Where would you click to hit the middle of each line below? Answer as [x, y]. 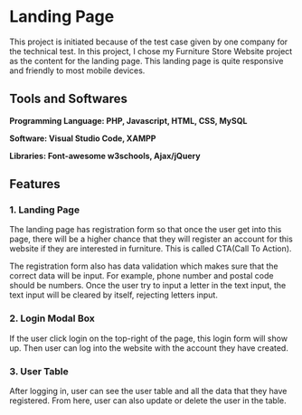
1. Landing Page [44, 210]
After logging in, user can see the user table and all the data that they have [148, 391]
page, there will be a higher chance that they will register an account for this [151, 239]
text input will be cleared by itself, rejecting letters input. [114, 295]
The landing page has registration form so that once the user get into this [146, 230]
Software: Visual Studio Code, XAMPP [83, 138]
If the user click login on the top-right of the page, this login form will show [148, 338]
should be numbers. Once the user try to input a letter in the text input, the [148, 286]
